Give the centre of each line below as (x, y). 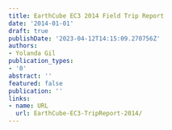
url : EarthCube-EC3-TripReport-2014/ (79, 114)
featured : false (36, 83)
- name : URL (28, 106)
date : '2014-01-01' (41, 23)
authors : (23, 46)
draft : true (28, 31)
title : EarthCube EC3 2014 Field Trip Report (86, 16)
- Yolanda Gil (32, 53)
